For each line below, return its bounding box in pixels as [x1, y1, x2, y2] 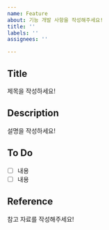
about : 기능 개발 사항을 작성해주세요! [7, 17, 103, 24]
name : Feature [7, 10, 49, 17]
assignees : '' [7, 36, 49, 43]
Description [7, 107, 59, 119]
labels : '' [7, 29, 39, 37]
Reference [7, 195, 53, 208]
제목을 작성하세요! [7, 87, 56, 95]
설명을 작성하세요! [7, 126, 56, 135]
